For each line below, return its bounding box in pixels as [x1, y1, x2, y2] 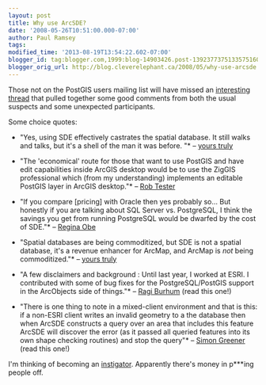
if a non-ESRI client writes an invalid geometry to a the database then [19, 310, 246, 319]
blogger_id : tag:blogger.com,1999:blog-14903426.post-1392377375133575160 [8, 56, 260, 64]
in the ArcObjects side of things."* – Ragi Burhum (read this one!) [19, 286, 232, 295]
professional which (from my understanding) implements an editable [19, 173, 243, 182]
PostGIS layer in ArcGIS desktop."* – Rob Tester [19, 181, 176, 191]
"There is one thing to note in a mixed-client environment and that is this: [19, 302, 258, 311]
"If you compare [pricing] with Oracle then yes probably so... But [19, 196, 231, 206]
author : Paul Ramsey [8, 33, 77, 42]
